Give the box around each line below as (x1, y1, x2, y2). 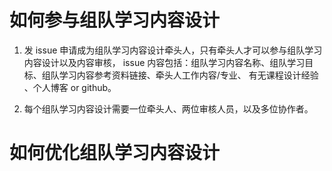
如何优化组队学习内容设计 (9, 142, 221, 165)
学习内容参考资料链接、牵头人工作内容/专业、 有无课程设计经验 (58, 69, 319, 81)
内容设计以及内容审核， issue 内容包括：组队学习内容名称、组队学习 (23, 56, 306, 68)
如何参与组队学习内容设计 (9, 9, 221, 32)
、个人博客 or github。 (23, 81, 117, 93)
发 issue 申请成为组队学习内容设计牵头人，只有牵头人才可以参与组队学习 (23, 44, 323, 56)
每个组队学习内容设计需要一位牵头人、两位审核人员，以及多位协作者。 (23, 102, 314, 115)
